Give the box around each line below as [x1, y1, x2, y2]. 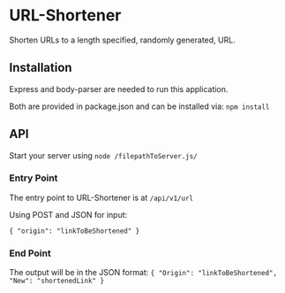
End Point [9, 247, 51, 259]
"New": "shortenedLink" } [9, 276, 104, 286]
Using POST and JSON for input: [9, 209, 128, 220]
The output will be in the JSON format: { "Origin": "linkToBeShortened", [9, 267, 278, 278]
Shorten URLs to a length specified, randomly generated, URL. [9, 35, 236, 45]
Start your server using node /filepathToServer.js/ [9, 150, 198, 160]
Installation [9, 60, 72, 75]
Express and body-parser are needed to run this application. [9, 83, 229, 94]
